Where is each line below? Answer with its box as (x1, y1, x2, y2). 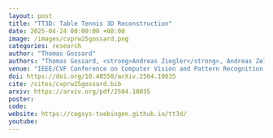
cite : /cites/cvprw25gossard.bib (8, 80, 122, 88)
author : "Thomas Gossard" (8, 50, 96, 58)
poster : (8, 95, 35, 103)
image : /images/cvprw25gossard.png (8, 34, 129, 43)
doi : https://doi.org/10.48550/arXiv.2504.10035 (8, 72, 176, 80)
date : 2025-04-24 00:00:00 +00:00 (8, 27, 126, 35)
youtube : (8, 118, 38, 126)
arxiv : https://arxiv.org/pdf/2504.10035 (8, 87, 151, 96)
